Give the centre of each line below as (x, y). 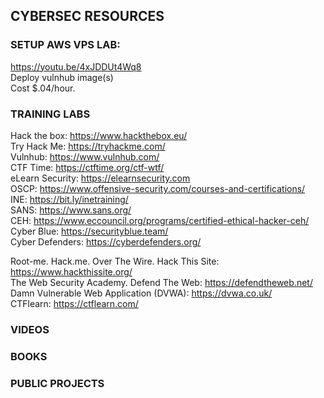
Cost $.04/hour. (43, 88)
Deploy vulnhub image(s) (62, 77)
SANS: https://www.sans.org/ (71, 210)
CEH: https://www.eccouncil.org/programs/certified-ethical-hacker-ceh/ (160, 220)
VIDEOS (30, 329)
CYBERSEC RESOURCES (87, 16)
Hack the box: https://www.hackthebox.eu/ (99, 135)
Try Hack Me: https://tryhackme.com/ (88, 146)
